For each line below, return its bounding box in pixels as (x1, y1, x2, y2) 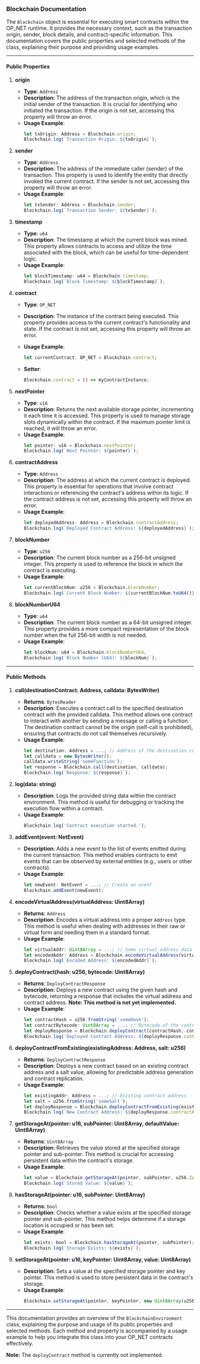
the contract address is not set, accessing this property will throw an (23, 495, 192, 503)
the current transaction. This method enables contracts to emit (23, 851, 177, 858)
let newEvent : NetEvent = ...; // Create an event (23, 882, 152, 888)
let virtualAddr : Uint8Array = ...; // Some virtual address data (23, 947, 192, 953)
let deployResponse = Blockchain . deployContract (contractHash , (23, 1028, 185, 1034)
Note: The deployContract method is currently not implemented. (6, 1351, 164, 1358)
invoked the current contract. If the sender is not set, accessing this (23, 178, 190, 185)
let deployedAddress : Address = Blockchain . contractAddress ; (23, 520, 179, 526)
